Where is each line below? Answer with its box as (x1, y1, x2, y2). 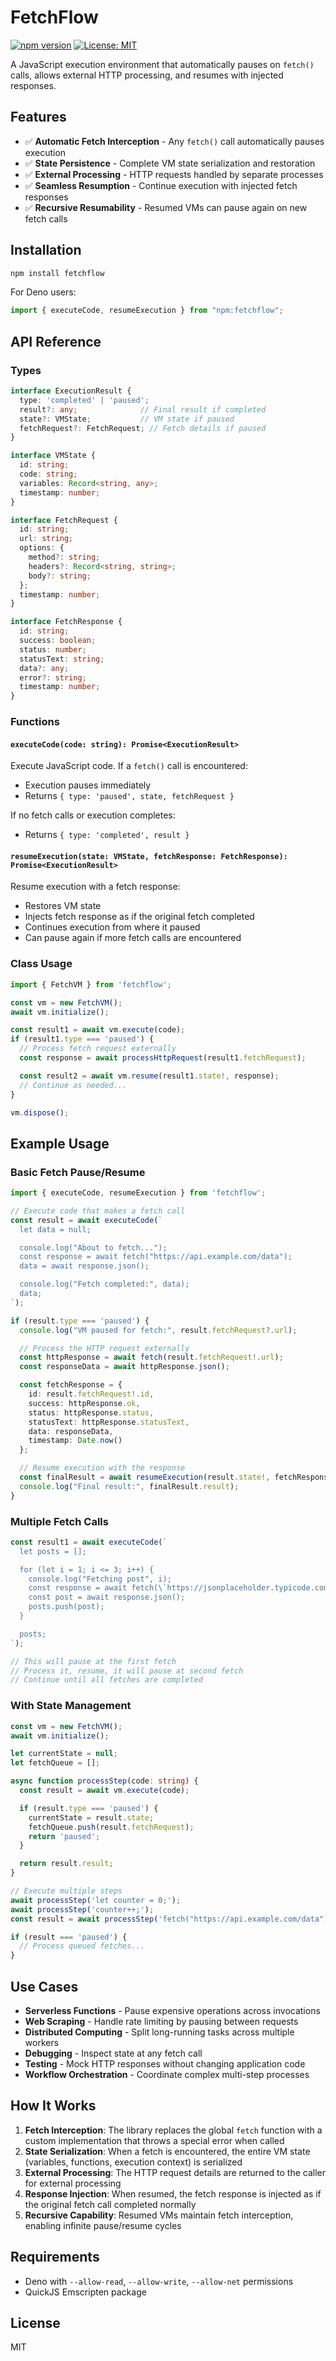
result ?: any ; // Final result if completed (19, 404, 267, 415)
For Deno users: (10, 286, 77, 298)
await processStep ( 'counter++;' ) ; (10, 1904, 155, 1915)
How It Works (10, 2097, 97, 2115)
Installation (10, 242, 82, 259)
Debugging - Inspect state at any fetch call (24, 2047, 203, 2059)
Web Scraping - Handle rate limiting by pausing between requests (24, 2015, 299, 2027)
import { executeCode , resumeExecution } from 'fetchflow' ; (10, 1188, 267, 1198)
